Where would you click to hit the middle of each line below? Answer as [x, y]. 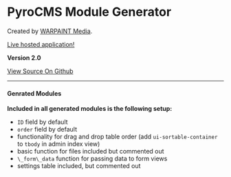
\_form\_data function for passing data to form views [92, 158]
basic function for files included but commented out [90, 152]
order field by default [47, 129]
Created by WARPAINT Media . [50, 31]
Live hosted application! [41, 44]
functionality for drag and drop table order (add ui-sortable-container [117, 137]
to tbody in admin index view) [58, 144]
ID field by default [42, 122]
